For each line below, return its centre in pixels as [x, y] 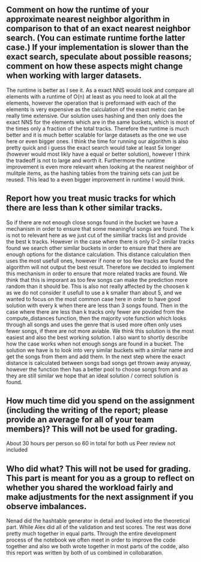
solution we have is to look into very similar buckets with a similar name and [100, 350]
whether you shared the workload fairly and [90, 487]
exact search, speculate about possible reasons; [99, 57]
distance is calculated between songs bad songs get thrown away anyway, [99, 362]
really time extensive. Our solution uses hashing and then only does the [94, 115]
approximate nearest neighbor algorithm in [88, 20]
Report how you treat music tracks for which [91, 199]
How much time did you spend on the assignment [100, 401]
